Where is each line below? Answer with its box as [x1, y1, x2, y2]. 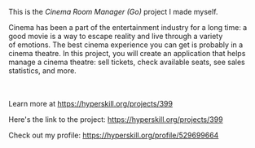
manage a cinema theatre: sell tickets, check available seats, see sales [8, 57, 246, 67]
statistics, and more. [8, 66, 77, 76]
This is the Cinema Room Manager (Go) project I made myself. [8, 7, 218, 16]
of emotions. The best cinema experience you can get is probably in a [8, 40, 244, 50]
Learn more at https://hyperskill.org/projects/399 [8, 99, 174, 108]
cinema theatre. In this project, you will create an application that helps [8, 49, 246, 58]
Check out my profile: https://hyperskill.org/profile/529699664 [8, 130, 219, 140]
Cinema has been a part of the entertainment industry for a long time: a [8, 23, 248, 32]
